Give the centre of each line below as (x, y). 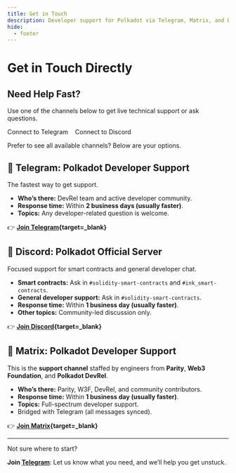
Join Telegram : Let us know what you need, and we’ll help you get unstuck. (117, 462)
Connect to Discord (103, 132)
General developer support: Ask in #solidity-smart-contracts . (110, 297)
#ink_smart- (199, 283)
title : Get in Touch (38, 14)
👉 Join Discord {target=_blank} (54, 326)
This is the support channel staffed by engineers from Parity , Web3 (106, 368)
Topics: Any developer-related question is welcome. (93, 213)
